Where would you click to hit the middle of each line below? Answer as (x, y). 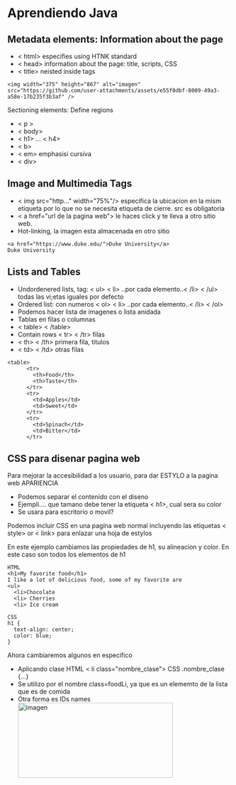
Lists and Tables (44, 272)
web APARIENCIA (33, 483)
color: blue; (33, 636)
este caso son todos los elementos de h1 (67, 554)
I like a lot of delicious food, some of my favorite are (95, 580)
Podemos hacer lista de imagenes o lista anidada (89, 312)
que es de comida (44, 692)
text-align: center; (44, 630)
